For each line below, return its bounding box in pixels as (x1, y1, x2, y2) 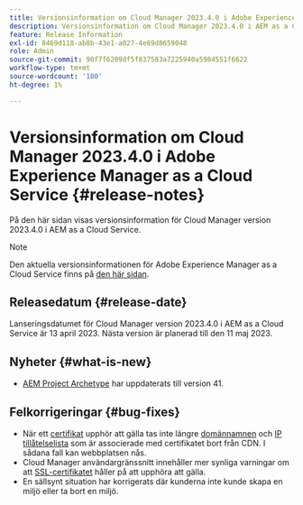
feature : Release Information (9, 30, 124, 39)
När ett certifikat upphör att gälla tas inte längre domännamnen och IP (22, 428, 282, 438)
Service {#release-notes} (9, 184, 206, 205)
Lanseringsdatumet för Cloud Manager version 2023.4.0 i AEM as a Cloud (9, 318, 284, 329)
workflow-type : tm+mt (9, 64, 91, 73)
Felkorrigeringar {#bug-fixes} (9, 404, 180, 419)
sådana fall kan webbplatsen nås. (22, 447, 147, 458)
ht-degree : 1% (9, 80, 63, 89)
